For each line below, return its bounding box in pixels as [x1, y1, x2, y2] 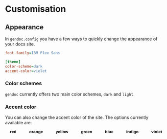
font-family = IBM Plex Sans [5, 50, 60, 55]
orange [29, 129, 43, 135]
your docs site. [5, 41, 35, 47]
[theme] [5, 59, 21, 64]
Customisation [5, 3, 66, 15]
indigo [126, 129, 139, 135]
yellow [55, 129, 69, 135]
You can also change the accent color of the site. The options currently [5, 115, 148, 120]
